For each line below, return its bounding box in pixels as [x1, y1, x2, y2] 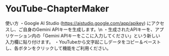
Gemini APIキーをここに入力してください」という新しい [44, 32, 160, 38]
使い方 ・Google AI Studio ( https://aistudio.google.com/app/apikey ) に [5, 20, 151, 26]
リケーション [5, 32, 32, 38]
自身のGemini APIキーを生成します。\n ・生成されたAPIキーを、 [22, 26, 155, 32]
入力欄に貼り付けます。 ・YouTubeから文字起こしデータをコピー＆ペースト [5, 38, 161, 45]
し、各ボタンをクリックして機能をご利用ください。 [5, 45, 111, 51]
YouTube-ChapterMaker [5, 3, 109, 14]
